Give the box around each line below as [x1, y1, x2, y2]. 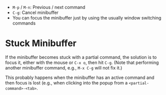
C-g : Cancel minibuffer [12, 9, 59, 15]
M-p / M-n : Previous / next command [12, 4, 85, 10]
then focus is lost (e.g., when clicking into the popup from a [5, 79, 128, 85]
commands [12, 20, 36, 26]
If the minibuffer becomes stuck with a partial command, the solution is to [5, 54, 157, 60]
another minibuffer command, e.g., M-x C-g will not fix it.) [5, 64, 122, 70]
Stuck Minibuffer [5, 37, 76, 49]
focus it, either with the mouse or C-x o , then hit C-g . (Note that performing [5, 59, 159, 65]
